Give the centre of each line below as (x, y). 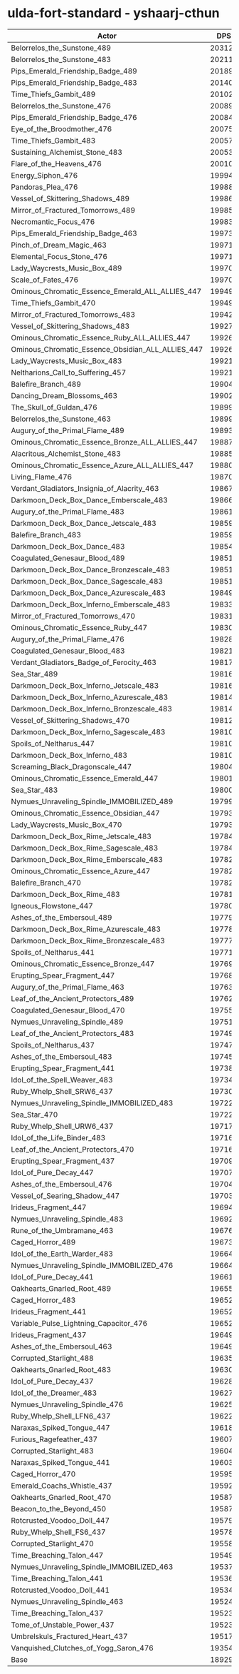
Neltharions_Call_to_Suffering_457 (69, 372)
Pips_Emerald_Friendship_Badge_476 (74, 117)
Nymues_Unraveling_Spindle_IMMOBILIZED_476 (92, 1265)
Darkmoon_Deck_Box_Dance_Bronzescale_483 (90, 569)
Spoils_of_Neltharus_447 (53, 744)
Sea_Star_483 (34, 790)
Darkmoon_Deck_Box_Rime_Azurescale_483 (86, 929)
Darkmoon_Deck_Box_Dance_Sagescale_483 (87, 581)
